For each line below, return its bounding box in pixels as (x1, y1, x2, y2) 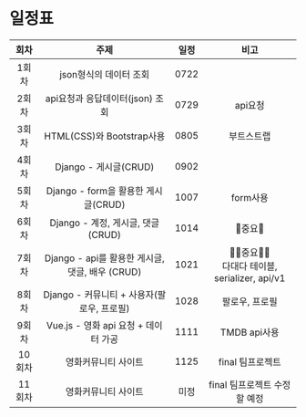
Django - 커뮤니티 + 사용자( (43, 288, 158, 301)
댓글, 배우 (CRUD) (66, 266, 142, 278)
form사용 (230, 191, 269, 203)
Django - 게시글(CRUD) (54, 161, 155, 173)
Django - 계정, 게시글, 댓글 (49, 216, 160, 229)
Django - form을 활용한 (46, 184, 144, 197)
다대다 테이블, (221, 259, 278, 272)
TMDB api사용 (219, 326, 280, 339)
